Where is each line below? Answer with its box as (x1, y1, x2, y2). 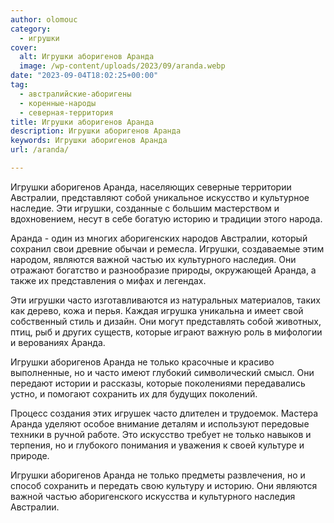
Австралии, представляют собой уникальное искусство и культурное (10, 191, 310, 203)
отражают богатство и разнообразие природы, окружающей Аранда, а (10, 264, 317, 276)
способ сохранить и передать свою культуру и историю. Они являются (10, 479, 318, 491)
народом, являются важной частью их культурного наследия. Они (10, 253, 297, 265)
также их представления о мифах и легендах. (10, 274, 207, 286)
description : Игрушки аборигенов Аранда (10, 126, 182, 136)
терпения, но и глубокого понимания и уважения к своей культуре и (10, 439, 305, 451)
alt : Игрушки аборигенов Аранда (19, 52, 155, 62)
